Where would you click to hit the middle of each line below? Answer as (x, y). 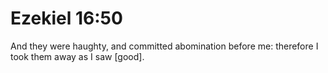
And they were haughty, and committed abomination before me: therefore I (164, 46)
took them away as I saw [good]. (77, 56)
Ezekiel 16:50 (66, 18)
